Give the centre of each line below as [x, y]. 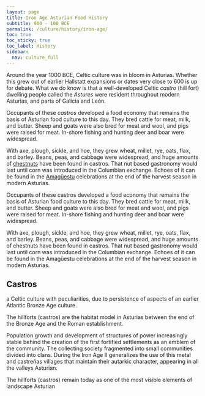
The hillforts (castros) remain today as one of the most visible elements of [99, 380]
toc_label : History [31, 46]
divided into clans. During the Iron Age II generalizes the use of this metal [99, 355]
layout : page [23, 12]
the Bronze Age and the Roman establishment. [65, 324]
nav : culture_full [35, 57]
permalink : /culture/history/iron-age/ [57, 29]
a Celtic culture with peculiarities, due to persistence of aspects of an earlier [102, 299]
